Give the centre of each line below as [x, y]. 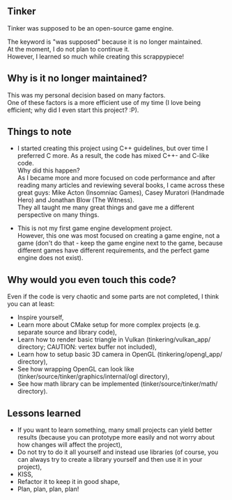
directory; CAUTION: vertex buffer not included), [87, 347]
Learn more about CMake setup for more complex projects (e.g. [109, 325]
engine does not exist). [50, 258]
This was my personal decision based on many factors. [86, 95]
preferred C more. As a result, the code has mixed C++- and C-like [113, 156]
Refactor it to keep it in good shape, [69, 482]
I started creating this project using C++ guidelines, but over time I [113, 148]
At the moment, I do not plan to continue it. [69, 49]
